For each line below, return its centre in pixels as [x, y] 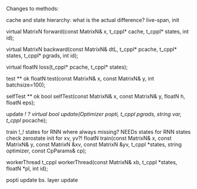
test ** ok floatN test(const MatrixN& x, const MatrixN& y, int [80, 79]
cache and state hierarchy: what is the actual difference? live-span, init [93, 20]
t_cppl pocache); [27, 120]
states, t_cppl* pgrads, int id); [42, 55]
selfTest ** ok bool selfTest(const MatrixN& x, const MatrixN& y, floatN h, [96, 96]
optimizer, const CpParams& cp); [47, 151]
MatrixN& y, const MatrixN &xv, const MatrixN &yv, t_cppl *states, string [94, 144]
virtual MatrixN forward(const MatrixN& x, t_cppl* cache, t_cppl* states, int [97, 31]
